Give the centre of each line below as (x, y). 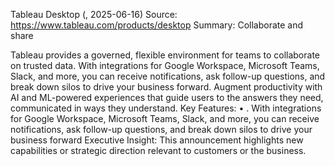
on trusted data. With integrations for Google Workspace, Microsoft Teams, (165, 65)
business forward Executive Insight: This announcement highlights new (157, 140)
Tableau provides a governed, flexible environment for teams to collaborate (165, 55)
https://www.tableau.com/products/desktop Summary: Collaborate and (157, 25)
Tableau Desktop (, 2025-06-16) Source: (94, 14)
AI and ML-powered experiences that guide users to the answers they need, (167, 97)
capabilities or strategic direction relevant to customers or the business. (158, 150)
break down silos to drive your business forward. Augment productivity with (166, 87)
